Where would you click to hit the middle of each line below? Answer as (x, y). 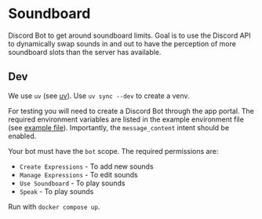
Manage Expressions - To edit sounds (79, 174)
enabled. (22, 136)
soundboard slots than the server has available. (85, 52)
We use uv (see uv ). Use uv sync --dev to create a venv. (99, 96)
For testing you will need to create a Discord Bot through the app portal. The (131, 111)
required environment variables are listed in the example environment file (126, 119)
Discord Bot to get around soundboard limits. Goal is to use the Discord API (129, 35)
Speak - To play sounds (56, 191)
